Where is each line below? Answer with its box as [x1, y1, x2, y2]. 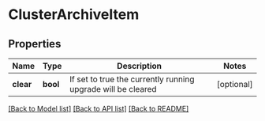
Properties [8, 37, 62, 51]
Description [117, 61, 162, 71]
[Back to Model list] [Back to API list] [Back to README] [8, 104, 189, 113]
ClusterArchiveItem [8, 6, 140, 24]
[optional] [216, 79, 253, 89]
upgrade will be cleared [69, 84, 157, 94]
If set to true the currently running [69, 74, 195, 85]
